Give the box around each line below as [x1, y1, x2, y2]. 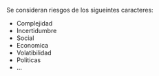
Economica [16, 41, 49, 49]
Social [16, 34, 34, 42]
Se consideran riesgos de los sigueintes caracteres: [6, 6, 153, 14]
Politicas [16, 56, 41, 64]
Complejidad [16, 19, 53, 27]
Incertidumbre [16, 27, 57, 35]
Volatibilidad [16, 48, 52, 57]
